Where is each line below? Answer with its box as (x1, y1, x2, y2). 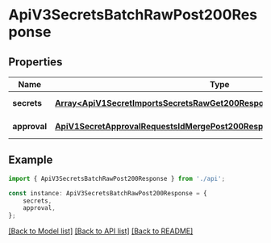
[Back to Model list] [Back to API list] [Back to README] (8, 226, 194, 236)
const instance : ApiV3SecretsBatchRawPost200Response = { (8, 189, 207, 197)
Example (8, 153, 53, 167)
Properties (8, 55, 63, 69)
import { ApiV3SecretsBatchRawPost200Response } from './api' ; (8, 174, 226, 182)
